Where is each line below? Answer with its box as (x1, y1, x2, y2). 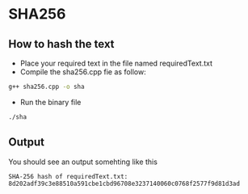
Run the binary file (19, 97, 82, 107)
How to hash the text (8, 37, 115, 51)
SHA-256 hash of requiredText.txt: (8, 172, 128, 180)
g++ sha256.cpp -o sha (8, 82, 85, 91)
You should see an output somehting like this (8, 157, 158, 167)
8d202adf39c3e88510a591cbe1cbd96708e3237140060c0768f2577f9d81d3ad (8, 179, 241, 188)
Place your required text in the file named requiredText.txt (19, 58, 212, 68)
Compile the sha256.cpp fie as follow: (19, 67, 147, 77)
